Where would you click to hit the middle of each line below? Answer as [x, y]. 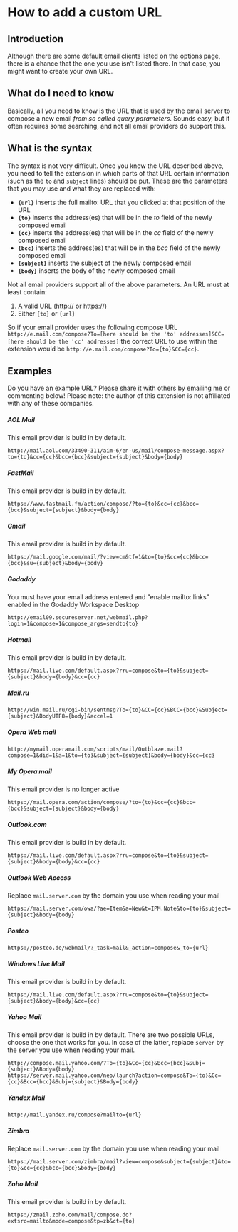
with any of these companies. [51, 404]
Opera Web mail [32, 732]
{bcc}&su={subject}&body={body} [55, 564]
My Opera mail [30, 771]
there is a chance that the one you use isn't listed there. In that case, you [114, 64]
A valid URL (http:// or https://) [62, 306]
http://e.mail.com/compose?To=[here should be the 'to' [92, 334]
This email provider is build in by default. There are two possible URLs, [111, 1035]
